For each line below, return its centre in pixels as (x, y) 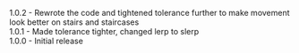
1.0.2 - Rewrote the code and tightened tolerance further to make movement (149, 13)
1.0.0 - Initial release (46, 41)
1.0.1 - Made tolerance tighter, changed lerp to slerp (104, 31)
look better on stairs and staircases (74, 22)
